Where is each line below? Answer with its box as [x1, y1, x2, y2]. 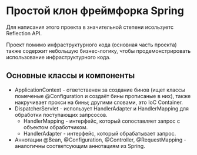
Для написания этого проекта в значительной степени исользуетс [6, 23, 174, 31]
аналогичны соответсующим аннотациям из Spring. [14, 142, 145, 149]
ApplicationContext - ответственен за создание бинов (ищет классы [14, 86, 185, 93]
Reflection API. [6, 29, 42, 36]
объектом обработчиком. [23, 123, 88, 130]
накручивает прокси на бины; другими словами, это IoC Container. [14, 99, 183, 106]
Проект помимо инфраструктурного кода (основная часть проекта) [6, 41, 178, 48]
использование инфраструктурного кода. [6, 53, 111, 60]
